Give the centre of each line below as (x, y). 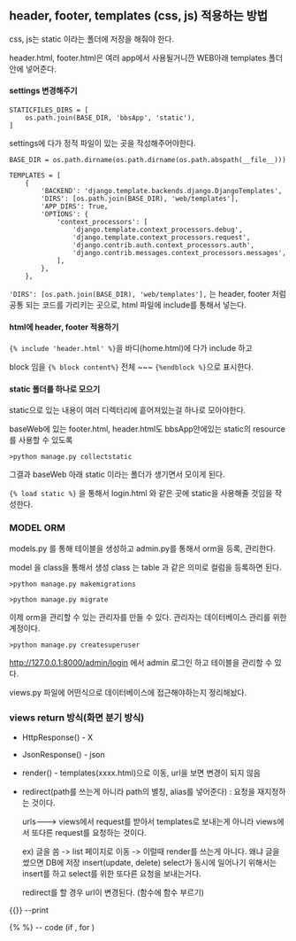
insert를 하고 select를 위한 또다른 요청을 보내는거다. (111, 874)
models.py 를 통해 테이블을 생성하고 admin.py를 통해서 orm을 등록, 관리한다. (142, 548)
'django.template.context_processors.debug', (157, 230)
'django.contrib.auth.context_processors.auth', (163, 245)
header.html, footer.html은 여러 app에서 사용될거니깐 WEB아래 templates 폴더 (146, 58)
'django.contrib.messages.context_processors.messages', (179, 253)
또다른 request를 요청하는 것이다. (89, 833)
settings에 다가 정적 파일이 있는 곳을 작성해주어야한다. (102, 144)
